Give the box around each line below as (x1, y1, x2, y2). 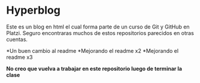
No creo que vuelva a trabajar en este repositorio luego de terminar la (6, 65, 183, 72)
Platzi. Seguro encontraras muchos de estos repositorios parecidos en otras (6, 29, 195, 36)
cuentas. (6, 36, 28, 43)
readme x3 (6, 53, 33, 60)
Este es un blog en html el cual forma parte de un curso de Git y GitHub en (6, 23, 190, 30)
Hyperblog (6, 4, 61, 17)
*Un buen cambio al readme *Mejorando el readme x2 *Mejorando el (6, 47, 178, 54)
